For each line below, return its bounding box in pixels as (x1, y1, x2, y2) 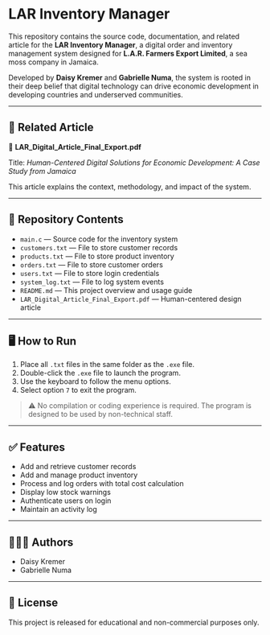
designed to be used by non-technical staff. (27, 410, 173, 419)
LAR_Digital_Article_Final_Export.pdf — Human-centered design (19, 294, 243, 303)
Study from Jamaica (8, 166, 76, 175)
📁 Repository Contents (8, 212, 125, 226)
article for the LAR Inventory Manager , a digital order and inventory (8, 39, 233, 49)
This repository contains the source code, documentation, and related (8, 31, 239, 41)
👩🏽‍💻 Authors (8, 535, 74, 549)
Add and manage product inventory (19, 470, 138, 480)
